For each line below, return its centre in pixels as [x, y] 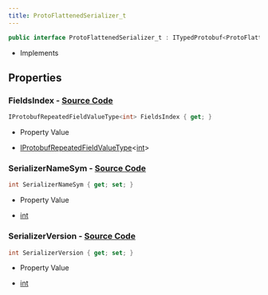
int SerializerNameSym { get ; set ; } [71, 185]
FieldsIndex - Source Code [61, 100]
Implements [39, 53]
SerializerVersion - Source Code [72, 236]
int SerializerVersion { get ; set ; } [71, 253]
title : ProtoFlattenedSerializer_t [67, 16]
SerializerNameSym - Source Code [77, 168]
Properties [35, 78]
